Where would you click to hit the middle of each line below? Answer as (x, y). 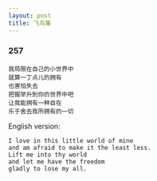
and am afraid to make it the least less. (80, 148)
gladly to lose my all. (48, 168)
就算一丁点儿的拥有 (35, 77)
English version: (35, 126)
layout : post (30, 16)
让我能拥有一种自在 (35, 103)
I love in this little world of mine (71, 140)
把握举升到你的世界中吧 (41, 94)
